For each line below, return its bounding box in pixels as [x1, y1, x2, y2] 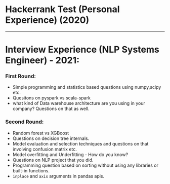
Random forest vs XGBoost [12, 130, 69, 136]
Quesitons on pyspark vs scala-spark [12, 95, 91, 101]
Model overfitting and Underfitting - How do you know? [12, 151, 128, 158]
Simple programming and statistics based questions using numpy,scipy [12, 84, 161, 90]
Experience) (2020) [5, 14, 90, 26]
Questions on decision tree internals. [12, 135, 90, 141]
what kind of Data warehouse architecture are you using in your [12, 100, 146, 106]
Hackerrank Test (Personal [5, 4, 120, 15]
